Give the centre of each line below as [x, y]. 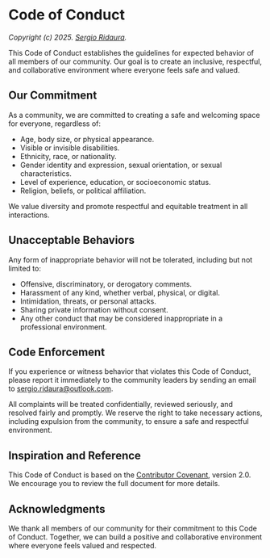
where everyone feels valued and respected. [83, 545]
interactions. [29, 215]
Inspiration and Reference [75, 455]
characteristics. [46, 173]
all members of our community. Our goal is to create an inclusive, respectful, [135, 61]
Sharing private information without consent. [94, 309]
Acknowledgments [57, 509]
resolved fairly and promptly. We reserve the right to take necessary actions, [135, 413]
